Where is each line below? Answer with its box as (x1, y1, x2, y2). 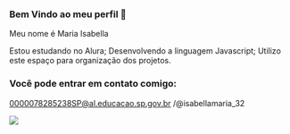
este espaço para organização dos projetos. (9, 55, 171, 66)
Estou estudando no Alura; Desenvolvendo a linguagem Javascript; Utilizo (9, 46, 281, 56)
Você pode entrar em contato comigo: (9, 78, 177, 90)
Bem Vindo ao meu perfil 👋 (9, 8, 127, 21)
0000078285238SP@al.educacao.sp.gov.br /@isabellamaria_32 (9, 97, 245, 108)
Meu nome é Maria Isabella (9, 29, 109, 39)
